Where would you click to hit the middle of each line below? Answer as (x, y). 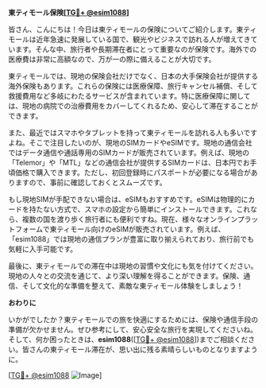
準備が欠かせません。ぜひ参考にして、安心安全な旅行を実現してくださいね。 (133, 330)
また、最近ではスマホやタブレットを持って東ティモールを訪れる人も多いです (133, 133)
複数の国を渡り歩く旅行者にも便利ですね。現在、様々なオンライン (130, 219)
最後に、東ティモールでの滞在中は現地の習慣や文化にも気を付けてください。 (133, 266)
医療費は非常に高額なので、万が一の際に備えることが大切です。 (112, 59)
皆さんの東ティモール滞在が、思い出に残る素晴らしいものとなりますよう (140, 349)
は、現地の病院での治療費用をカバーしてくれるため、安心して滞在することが (133, 106)
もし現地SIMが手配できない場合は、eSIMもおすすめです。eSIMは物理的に (128, 199)
